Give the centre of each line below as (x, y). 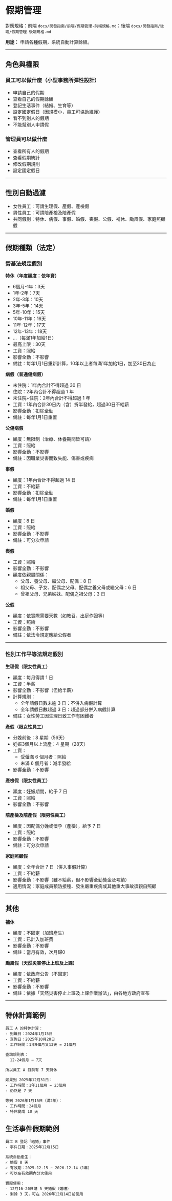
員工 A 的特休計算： (24, 1028)
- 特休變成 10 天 (22, 1112)
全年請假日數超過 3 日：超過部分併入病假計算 (68, 709)
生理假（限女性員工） (28, 666)
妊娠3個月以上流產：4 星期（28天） (50, 744)
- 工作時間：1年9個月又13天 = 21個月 (41, 1045)
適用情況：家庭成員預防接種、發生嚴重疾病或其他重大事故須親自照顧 (84, 886)
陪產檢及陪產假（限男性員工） (37, 815)
